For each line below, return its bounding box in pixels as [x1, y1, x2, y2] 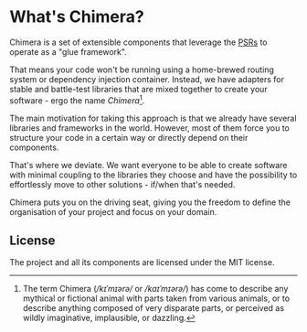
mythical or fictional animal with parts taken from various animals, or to [22, 293, 291, 304]
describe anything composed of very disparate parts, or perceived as [22, 303, 285, 314]
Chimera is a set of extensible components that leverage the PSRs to [9, 37, 268, 48]
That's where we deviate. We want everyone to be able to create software [9, 159, 288, 170]
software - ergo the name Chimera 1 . [9, 93, 145, 106]
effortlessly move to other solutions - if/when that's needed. [9, 178, 236, 189]
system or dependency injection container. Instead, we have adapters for [9, 73, 285, 84]
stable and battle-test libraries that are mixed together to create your [9, 83, 268, 94]
